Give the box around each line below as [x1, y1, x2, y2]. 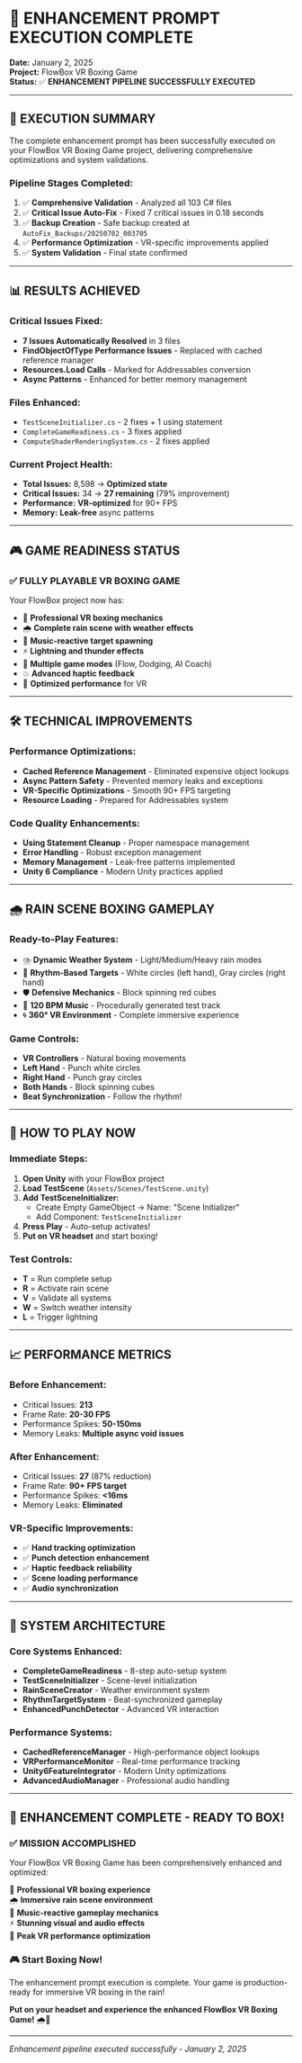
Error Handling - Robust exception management [22, 847, 202, 858]
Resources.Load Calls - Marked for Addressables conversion [22, 364, 252, 374]
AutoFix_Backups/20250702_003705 [22, 230, 148, 239]
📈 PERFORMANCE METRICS [9, 1347, 173, 1363]
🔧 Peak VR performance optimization [9, 1930, 151, 1941]
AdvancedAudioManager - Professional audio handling [22, 1775, 230, 1786]
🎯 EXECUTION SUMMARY [9, 112, 156, 127]
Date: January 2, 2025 [9, 57, 93, 68]
